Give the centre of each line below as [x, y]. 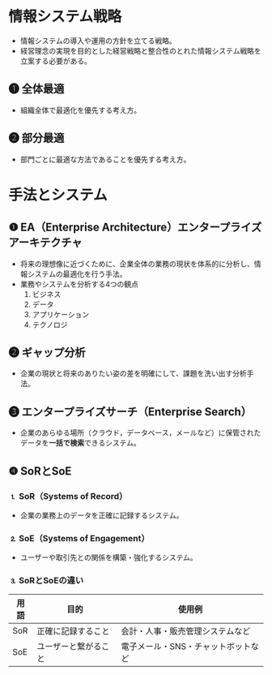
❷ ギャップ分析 [47, 353]
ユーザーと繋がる [69, 647]
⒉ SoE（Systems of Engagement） [79, 538]
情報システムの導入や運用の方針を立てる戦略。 [98, 41]
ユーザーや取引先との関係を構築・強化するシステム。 [108, 557]
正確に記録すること [73, 631]
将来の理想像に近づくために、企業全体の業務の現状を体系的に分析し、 [137, 264]
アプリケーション [61, 314]
